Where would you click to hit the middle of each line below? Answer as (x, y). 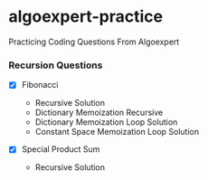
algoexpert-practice (86, 17)
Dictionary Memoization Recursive (99, 113)
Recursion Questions (56, 65)
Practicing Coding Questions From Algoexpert (94, 42)
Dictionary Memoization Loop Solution (106, 122)
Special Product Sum (61, 149)
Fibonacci (40, 85)
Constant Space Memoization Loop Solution (117, 132)
